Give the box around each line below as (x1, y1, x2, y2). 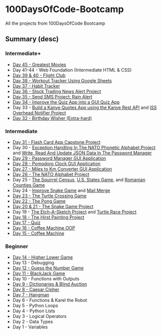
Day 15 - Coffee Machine (12, 230, 65, 236)
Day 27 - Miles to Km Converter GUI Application (12, 165, 112, 172)
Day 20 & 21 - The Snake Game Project (12, 203, 94, 209)
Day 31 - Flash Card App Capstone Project (12, 139, 101, 145)
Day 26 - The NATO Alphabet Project (12, 171, 90, 177)
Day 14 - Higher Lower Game (12, 254, 73, 260)
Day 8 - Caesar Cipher (12, 287, 60, 293)
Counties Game (12, 182, 45, 188)
